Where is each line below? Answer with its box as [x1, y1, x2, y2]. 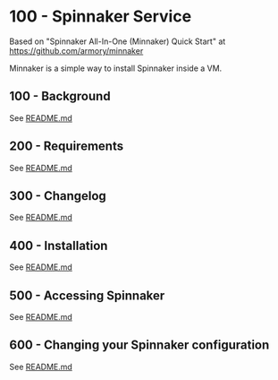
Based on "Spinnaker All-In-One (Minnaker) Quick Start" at [9, 36, 226, 47]
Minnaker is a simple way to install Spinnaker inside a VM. [9, 63, 223, 73]
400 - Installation [9, 237, 108, 253]
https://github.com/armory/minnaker [9, 45, 144, 56]
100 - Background [9, 89, 111, 104]
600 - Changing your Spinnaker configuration [9, 338, 270, 353]
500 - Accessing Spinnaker [9, 288, 165, 303]
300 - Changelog [9, 188, 107, 203]
